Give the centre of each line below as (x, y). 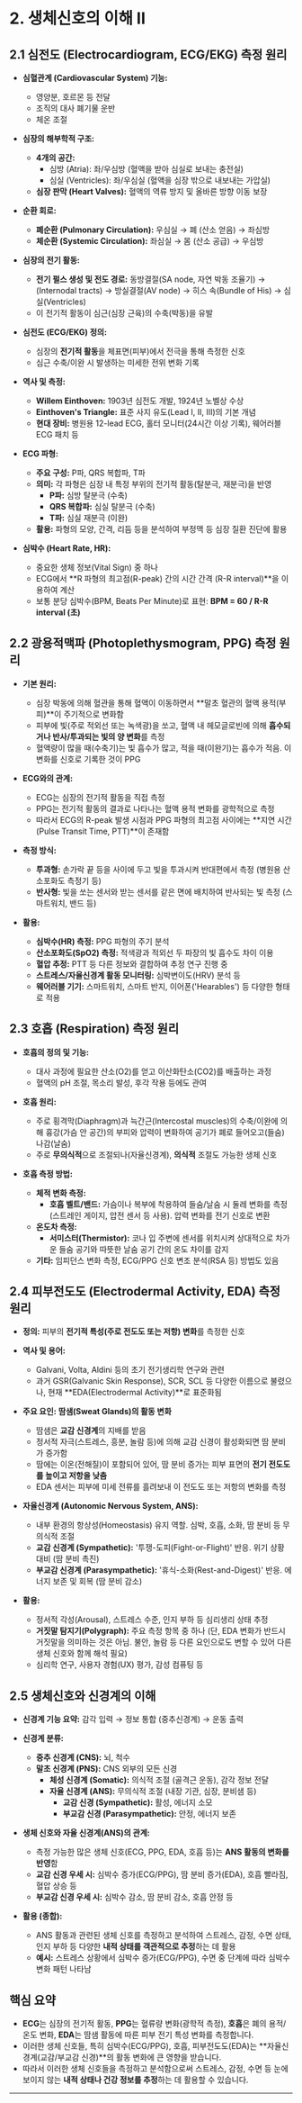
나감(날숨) (53, 1143)
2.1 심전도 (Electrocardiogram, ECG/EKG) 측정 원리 (148, 54)
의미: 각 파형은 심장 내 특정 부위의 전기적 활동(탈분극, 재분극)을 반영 (154, 484)
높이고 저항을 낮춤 (76, 1476)
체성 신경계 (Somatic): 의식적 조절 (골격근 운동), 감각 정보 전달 (159, 1780)
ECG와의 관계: (48, 778)
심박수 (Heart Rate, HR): (67, 548)
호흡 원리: (39, 1101)
